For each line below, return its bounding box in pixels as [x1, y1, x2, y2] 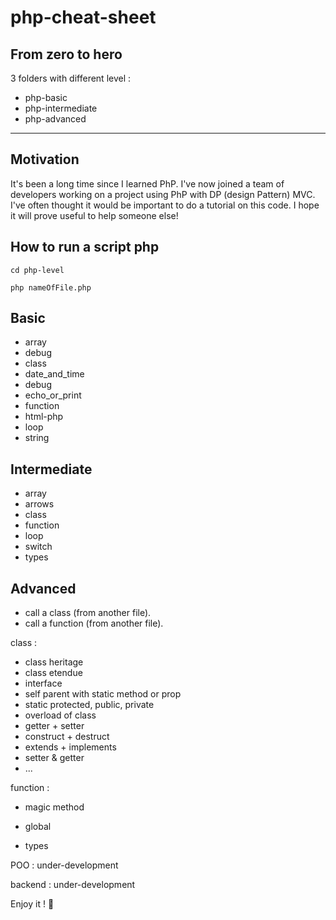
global [24, 821, 52, 833]
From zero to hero [10, 46, 123, 63]
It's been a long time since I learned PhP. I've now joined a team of [10, 177, 285, 190]
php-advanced [24, 113, 87, 125]
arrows [24, 498, 55, 510]
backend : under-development [10, 879, 136, 891]
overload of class [24, 709, 97, 721]
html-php [24, 411, 64, 423]
